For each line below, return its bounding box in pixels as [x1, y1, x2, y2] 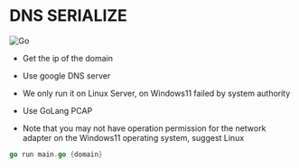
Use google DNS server [22, 70, 111, 81]
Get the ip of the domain [22, 52, 114, 63]
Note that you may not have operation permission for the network [22, 123, 266, 134]
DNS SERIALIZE [9, 5, 128, 26]
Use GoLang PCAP [22, 105, 93, 116]
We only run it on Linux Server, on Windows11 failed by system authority [22, 88, 291, 98]
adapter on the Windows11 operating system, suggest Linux [22, 132, 245, 143]
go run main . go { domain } [9, 150, 103, 159]
